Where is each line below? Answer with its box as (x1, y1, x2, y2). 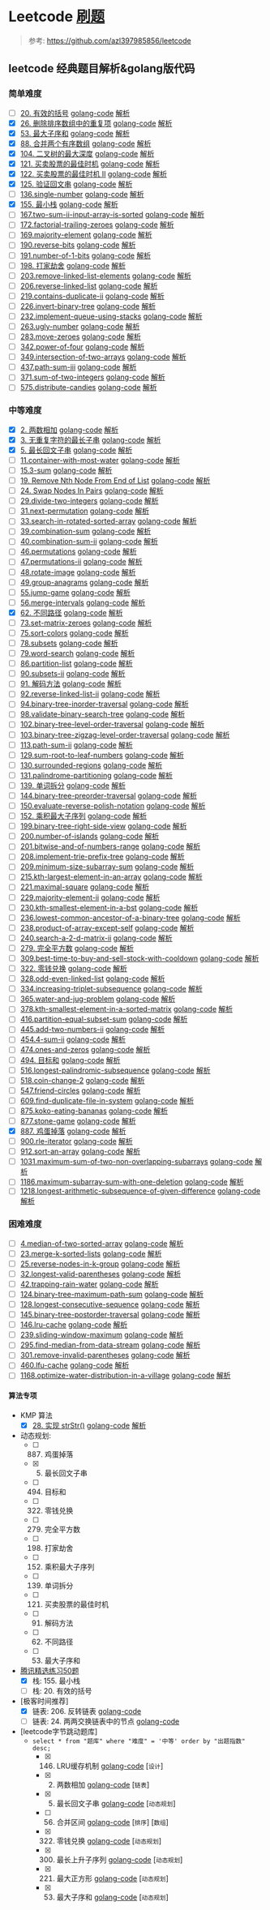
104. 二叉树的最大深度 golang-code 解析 (19, 148, 155, 158)
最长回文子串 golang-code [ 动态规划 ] (56, 1799, 176, 1809)
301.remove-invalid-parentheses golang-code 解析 (19, 1351, 191, 1360)
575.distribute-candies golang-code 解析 (19, 383, 157, 392)
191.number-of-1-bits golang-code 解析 (19, 251, 152, 260)
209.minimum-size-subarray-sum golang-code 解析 (19, 862, 195, 871)
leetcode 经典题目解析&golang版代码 (8, 62, 195, 75)
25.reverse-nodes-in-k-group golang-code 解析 (19, 1258, 181, 1269)
